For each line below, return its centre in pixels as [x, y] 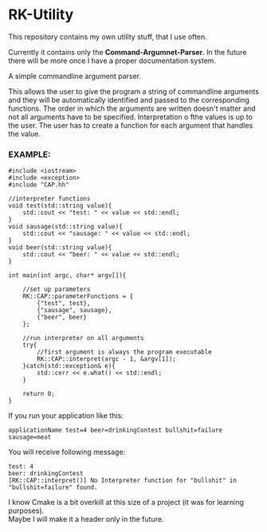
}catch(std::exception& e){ [69, 366]
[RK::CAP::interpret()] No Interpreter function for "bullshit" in [123, 481]
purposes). [26, 510]
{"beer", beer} [62, 317]
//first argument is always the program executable [125, 352]
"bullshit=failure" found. [53, 487]
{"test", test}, [64, 303]
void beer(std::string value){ [60, 248]
